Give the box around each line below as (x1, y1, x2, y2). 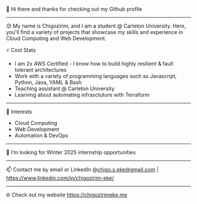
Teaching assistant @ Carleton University (14, 85, 115, 92)
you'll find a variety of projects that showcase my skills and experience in (6, 29, 184, 35)
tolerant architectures (14, 66, 67, 73)
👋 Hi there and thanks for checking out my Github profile (6, 6, 142, 12)
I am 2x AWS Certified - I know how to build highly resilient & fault (14, 60, 174, 67)
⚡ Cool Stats (6, 47, 36, 53)
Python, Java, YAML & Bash (14, 79, 82, 86)
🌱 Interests (6, 108, 32, 115)
